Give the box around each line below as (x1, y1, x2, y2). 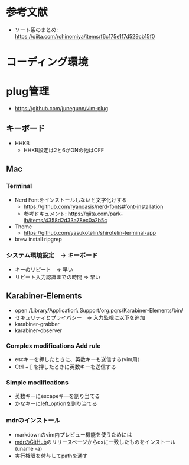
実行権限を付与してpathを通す (14, 452, 88, 459)
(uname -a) (14, 445, 43, 452)
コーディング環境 (6, 56, 89, 69)
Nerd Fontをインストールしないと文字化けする (14, 196, 127, 203)
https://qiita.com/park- (67, 210, 123, 217)
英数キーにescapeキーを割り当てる (14, 393, 100, 400)
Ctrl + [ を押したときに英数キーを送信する (14, 363, 116, 370)
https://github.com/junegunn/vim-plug (14, 105, 109, 112)
